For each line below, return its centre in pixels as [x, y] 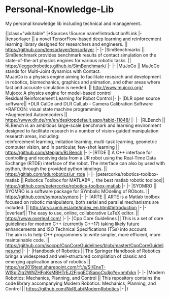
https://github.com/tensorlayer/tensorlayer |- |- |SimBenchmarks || [75, 49]
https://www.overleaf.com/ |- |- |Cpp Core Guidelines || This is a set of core [84, 218]
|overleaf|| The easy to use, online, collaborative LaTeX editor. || [72, 213]
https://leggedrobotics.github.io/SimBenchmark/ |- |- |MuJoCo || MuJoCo [82, 66]
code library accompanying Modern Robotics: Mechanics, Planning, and [81, 283]
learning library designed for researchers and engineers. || [66, 44]
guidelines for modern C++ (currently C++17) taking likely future [72, 224]
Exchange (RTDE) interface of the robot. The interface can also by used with [85, 163]
